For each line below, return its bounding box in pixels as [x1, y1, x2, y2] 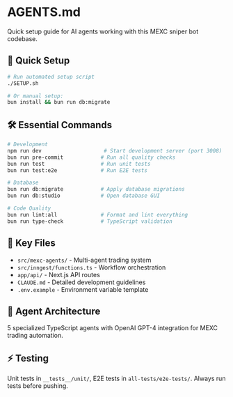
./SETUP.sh [7, 79, 39, 87]
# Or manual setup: [7, 92, 64, 100]
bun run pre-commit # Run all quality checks [7, 154, 176, 161]
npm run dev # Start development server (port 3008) [7, 147, 223, 154]
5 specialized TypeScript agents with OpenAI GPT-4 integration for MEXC [7, 324, 218, 332]
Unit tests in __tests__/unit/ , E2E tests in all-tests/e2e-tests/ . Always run [7, 374, 226, 383]
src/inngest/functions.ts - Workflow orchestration [17, 263, 166, 272]
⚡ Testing [7, 352, 49, 364]
